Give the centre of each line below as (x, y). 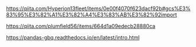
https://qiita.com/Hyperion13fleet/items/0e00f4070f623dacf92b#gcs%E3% (98, 9)
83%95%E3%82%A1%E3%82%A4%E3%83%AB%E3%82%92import (92, 15)
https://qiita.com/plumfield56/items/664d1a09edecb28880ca (81, 26)
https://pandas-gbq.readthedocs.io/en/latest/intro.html (73, 37)
